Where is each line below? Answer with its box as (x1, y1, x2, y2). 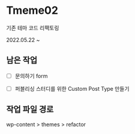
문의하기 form (14, 72, 48, 79)
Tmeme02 (6, 4, 59, 17)
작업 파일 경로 (6, 105, 54, 115)
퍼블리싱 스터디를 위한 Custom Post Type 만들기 (14, 85, 130, 92)
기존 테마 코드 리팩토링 (6, 24, 59, 31)
